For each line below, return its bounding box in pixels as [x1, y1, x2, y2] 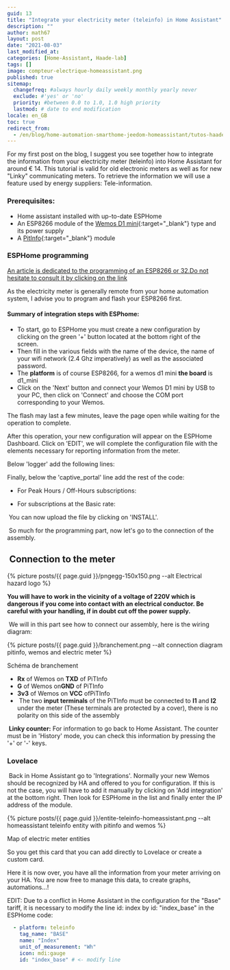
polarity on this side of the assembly [16, 711, 120, 719]
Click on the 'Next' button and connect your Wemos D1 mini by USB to [16, 383, 216, 392]
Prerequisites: [7, 196, 55, 206]
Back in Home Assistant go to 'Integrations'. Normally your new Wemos [8, 772, 210, 780]
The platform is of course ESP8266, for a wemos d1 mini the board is [16, 369, 214, 377]
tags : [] [7, 61, 32, 68]
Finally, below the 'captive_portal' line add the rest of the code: [7, 473, 185, 482]
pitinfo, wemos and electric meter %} [7, 648, 112, 656]
